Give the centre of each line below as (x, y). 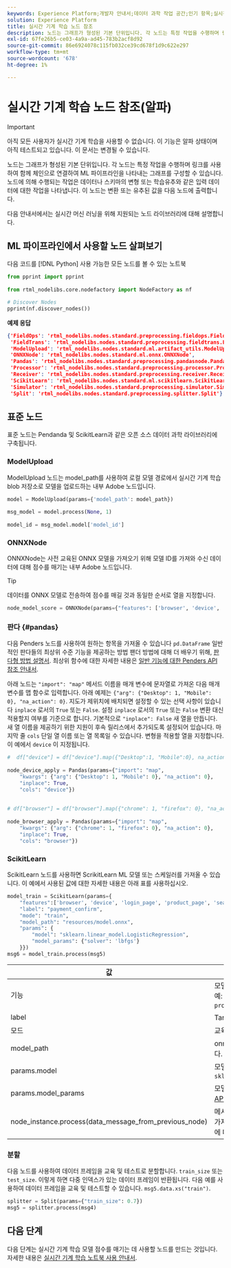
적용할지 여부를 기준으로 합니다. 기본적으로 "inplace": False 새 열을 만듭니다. (112, 719)
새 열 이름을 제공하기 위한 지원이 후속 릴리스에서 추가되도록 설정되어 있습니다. (111, 727)
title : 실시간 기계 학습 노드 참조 (50, 26)
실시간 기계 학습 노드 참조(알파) (89, 107)
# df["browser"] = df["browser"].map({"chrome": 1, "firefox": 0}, (106, 809)
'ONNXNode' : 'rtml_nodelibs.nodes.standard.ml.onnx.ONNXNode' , (102, 355)
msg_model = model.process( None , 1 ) (59, 512)
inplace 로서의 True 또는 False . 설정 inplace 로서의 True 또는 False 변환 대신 (119, 710)
